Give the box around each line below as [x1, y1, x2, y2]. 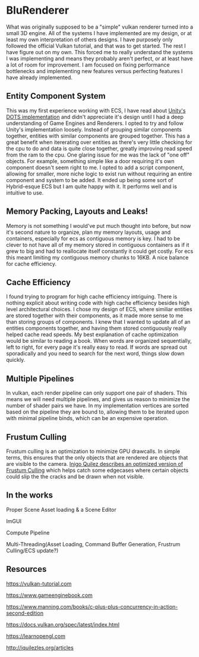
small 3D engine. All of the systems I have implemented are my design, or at [6, 29, 192, 36]
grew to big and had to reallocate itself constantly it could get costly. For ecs [6, 248, 194, 255]
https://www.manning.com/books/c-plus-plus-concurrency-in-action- [6, 603, 178, 610]
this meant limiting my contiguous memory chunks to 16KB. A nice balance [6, 254, 189, 261]
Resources [6, 564, 47, 574]
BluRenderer [6, 4, 70, 17]
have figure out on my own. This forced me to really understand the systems [6, 48, 193, 55]
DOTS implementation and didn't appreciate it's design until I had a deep [6, 113, 184, 120]
